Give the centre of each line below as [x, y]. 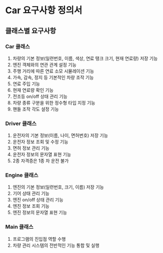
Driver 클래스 [21, 123]
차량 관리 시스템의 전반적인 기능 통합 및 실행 [56, 245]
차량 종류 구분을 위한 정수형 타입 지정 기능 [54, 102]
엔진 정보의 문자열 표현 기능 [40, 212]
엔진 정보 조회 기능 [31, 206]
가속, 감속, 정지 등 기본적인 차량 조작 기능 [53, 77]
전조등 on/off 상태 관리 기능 [40, 96]
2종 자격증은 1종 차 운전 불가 [41, 161]
